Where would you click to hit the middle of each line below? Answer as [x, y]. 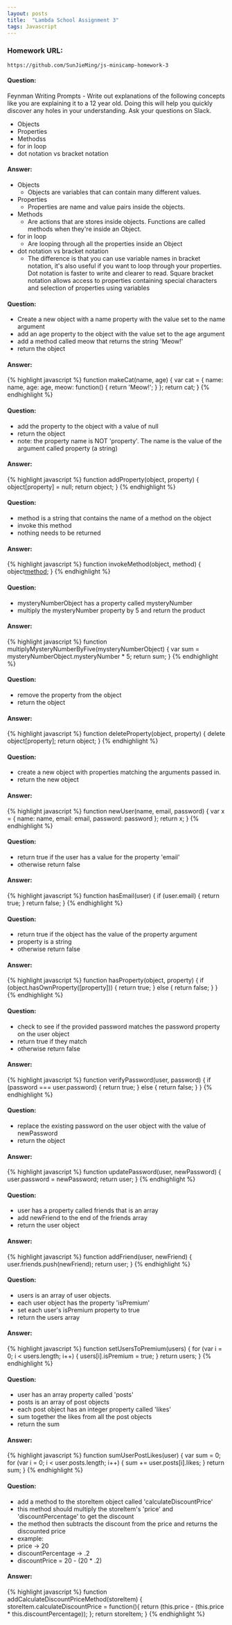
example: [30, 1538]
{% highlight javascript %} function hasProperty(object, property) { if [106, 980]
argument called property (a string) [67, 448]
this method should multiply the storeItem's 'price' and [95, 1508]
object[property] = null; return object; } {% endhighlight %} [91, 487]
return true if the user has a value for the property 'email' [98, 857]
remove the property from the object [69, 695]
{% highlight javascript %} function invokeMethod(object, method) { [104, 564]
